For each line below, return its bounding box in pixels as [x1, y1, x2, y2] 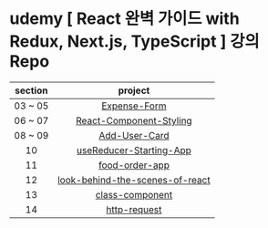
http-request [106, 202, 162, 215]
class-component [95, 188, 173, 201]
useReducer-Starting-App [76, 143, 191, 156]
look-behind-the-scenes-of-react [57, 173, 211, 186]
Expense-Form [101, 99, 167, 112]
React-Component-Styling [76, 114, 193, 127]
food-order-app [98, 159, 170, 171]
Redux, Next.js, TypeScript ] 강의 [9, 31, 260, 52]
